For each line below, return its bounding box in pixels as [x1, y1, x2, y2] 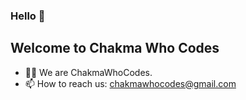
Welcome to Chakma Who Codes [10, 40, 220, 57]
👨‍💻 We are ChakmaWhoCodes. [24, 66, 153, 78]
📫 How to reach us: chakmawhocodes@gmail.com [24, 77, 237, 89]
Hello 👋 [10, 9, 46, 23]
